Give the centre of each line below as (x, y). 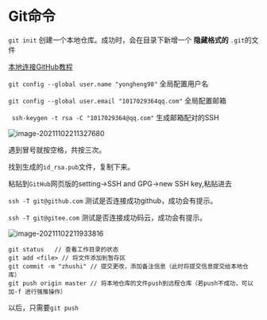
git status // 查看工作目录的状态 (64, 249)
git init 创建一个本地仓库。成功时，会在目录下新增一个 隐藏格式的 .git (126, 40)
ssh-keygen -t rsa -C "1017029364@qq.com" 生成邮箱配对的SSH (115, 117)
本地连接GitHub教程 (41, 66)
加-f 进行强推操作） (37, 291)
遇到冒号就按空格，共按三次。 (57, 150)
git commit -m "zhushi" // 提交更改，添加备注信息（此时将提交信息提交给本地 (126, 266)
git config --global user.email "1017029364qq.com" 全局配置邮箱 (117, 100)
